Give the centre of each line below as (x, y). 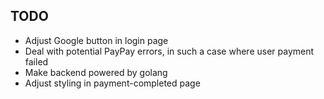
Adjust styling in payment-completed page (112, 83)
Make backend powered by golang (96, 72)
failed (36, 61)
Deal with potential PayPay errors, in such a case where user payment (169, 51)
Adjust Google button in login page (96, 40)
